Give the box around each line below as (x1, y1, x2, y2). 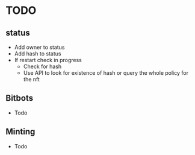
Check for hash (23, 63, 62, 70)
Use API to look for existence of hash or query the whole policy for (23, 69, 189, 76)
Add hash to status (14, 50, 61, 57)
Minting (5, 127, 36, 137)
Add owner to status (14, 43, 65, 51)
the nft (23, 76, 40, 83)
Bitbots (5, 93, 34, 103)
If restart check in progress (14, 57, 82, 63)
